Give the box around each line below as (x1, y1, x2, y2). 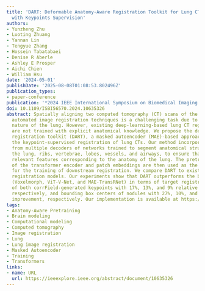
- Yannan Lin (6, 37, 40, 43)
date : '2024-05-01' (6, 77, 56, 83)
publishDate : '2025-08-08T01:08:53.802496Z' (6, 83, 121, 89)
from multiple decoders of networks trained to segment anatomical (12, 145, 187, 151)
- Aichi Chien (6, 65, 43, 72)
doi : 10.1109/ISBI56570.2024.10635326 (6, 105, 105, 112)
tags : (6, 202, 20, 208)
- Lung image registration (6, 242, 75, 248)
